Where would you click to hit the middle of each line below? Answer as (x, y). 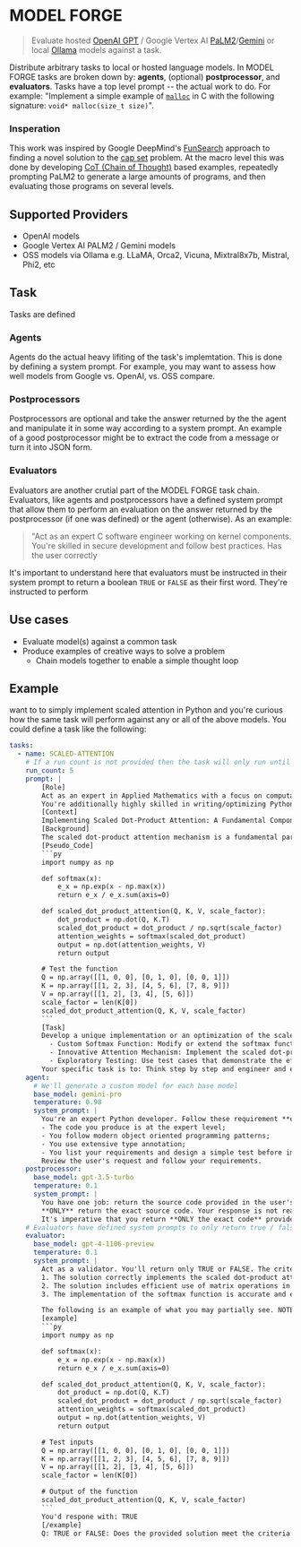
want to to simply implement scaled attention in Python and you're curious (146, 710)
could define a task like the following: (78, 729)
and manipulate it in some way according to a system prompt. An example (146, 428)
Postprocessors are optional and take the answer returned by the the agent (148, 419)
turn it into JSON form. (51, 447)
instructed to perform (49, 592)
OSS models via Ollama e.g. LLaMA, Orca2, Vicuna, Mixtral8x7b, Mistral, (155, 255)
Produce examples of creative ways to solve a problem (124, 651)
